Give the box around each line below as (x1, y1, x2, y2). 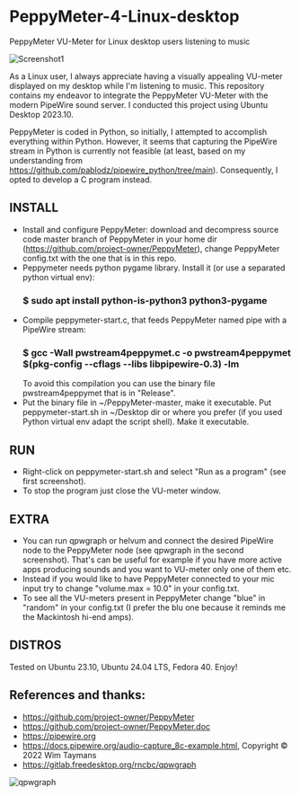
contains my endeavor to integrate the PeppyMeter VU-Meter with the (9, 90, 269, 101)
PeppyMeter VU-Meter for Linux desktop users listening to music (9, 36, 251, 47)
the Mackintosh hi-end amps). (22, 611, 135, 622)
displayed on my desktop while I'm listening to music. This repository (9, 80, 265, 91)
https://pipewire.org (22, 730, 96, 741)
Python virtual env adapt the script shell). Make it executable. (22, 416, 250, 428)
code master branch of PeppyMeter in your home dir (22, 234, 217, 244)
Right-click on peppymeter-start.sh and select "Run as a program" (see (22, 466, 287, 477)
